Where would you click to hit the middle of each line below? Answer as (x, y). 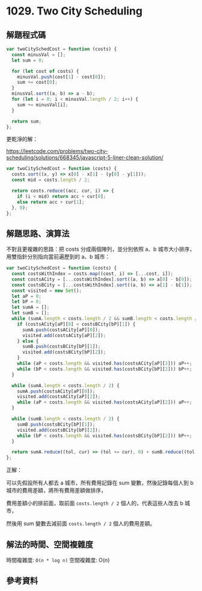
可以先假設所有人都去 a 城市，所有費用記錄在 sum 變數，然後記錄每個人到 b (100, 483)
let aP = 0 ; (27, 296)
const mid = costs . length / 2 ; (51, 180)
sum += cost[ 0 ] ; (38, 83)
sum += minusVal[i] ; (43, 105)
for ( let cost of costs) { (45, 71)
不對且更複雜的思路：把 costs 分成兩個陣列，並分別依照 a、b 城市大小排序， (101, 249)
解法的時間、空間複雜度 (50, 544)
